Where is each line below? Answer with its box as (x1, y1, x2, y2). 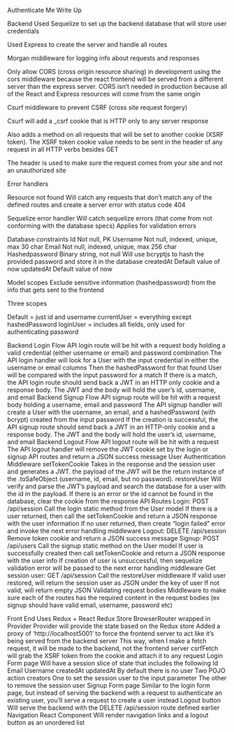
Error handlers (7, 180, 49, 188)
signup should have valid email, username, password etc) (7, 601, 173, 609)
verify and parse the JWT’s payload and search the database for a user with (7, 482, 226, 490)
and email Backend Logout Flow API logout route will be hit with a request (7, 438, 219, 446)
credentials (7, 27, 40, 35)
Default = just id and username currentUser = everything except (7, 313, 192, 321)
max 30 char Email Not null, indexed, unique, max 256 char (7, 242, 177, 251)
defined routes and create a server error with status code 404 (7, 200, 187, 209)
